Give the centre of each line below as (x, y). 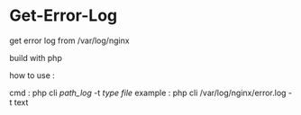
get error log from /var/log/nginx (69, 40)
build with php (36, 57)
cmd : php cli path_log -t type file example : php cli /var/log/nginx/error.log (148, 93)
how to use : (32, 75)
